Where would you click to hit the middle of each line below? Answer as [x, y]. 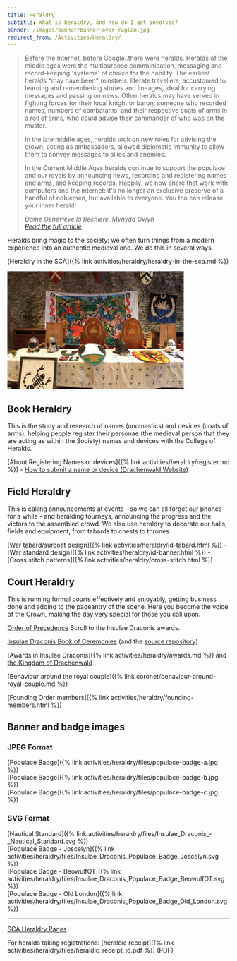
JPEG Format [30, 747]
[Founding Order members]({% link [58, 697]
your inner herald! [50, 205]
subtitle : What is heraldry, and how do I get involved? [93, 22]
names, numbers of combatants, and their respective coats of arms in [126, 111]
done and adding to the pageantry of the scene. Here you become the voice [118, 606]
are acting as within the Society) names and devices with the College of [111, 441]
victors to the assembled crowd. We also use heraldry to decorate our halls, [117, 524]
